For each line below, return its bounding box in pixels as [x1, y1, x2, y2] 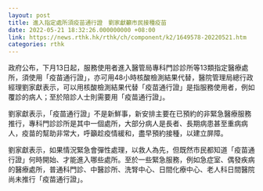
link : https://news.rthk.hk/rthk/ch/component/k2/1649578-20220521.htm [8, 33, 247, 41]
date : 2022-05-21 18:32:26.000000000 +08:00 [8, 26, 156, 34]
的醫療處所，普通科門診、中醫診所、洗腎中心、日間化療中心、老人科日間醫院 [8, 165, 255, 175]
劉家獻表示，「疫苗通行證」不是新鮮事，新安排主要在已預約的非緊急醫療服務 [8, 109, 252, 118]
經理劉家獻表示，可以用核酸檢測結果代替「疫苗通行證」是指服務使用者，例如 [8, 83, 255, 92]
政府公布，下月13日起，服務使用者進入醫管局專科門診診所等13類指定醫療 [8, 63, 242, 73]
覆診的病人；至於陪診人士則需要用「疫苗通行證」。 [8, 92, 170, 102]
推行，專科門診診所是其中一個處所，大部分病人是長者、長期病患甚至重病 [8, 119, 241, 128]
